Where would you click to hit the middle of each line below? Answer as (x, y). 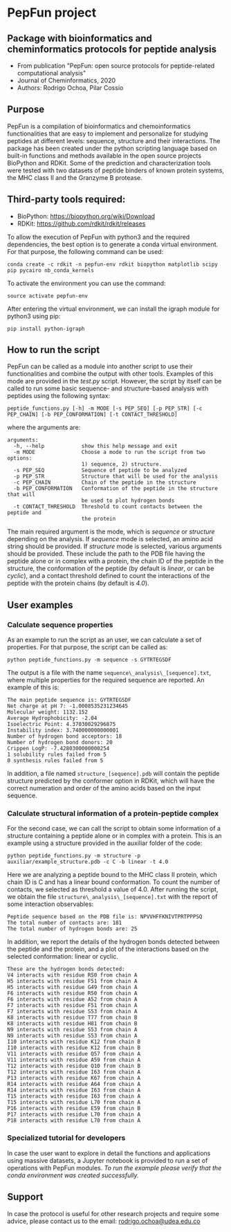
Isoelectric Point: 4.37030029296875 (62, 725)
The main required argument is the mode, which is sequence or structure (111, 532)
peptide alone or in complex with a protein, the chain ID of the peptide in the (115, 561)
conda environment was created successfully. (73, 1175)
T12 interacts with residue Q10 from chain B (74, 1066)
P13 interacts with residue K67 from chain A (74, 1078)
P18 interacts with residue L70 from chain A (74, 1121)
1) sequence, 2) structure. (122, 464)
